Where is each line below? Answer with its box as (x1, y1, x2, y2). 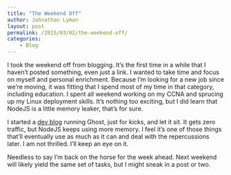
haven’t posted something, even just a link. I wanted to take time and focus (7, 68, 219, 76)
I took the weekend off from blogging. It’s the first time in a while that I (7, 61, 206, 69)
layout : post (7, 23, 45, 30)
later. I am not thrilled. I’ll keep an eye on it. (7, 140, 129, 148)
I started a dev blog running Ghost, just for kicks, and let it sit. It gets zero (7, 118, 216, 126)
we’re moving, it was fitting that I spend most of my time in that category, (7, 83, 214, 91)
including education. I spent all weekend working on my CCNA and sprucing (7, 90, 224, 98)
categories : (7, 36, 41, 43)
